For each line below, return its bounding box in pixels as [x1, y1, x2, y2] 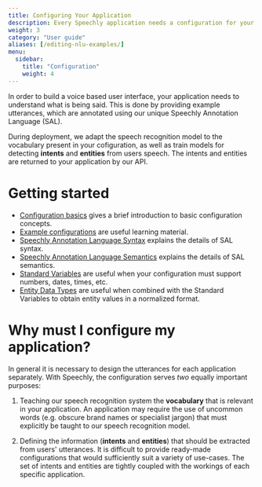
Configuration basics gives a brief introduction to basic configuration [19, 210, 243, 220]
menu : [8, 48, 26, 56]
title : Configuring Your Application [8, 11, 132, 20]
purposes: [8, 380, 42, 390]
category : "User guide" [8, 33, 86, 42]
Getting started [8, 184, 110, 202]
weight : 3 [8, 26, 41, 34]
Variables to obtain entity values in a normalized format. [19, 294, 200, 303]
